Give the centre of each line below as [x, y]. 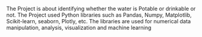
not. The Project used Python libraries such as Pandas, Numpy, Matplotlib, [99, 15]
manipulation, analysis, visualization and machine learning [79, 27]
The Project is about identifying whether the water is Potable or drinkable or [101, 9]
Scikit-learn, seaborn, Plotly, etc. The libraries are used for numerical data [99, 21]
